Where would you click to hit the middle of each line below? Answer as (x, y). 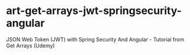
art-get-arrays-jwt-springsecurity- (94, 11)
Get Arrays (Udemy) (30, 46)
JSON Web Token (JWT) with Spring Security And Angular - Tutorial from (95, 39)
